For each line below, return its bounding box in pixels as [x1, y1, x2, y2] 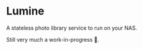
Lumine [6, 4, 45, 18]
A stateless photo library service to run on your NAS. [6, 24, 138, 31]
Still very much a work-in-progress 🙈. [6, 36, 100, 43]
